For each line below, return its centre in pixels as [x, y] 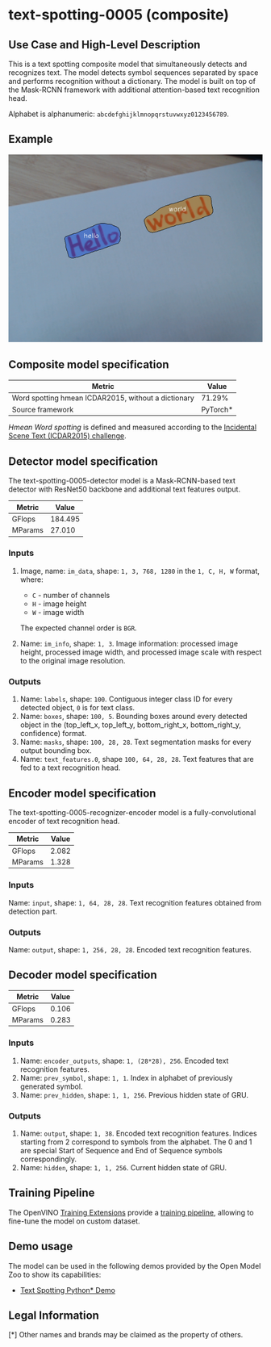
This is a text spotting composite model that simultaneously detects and [128, 64]
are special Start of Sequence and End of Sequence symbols [121, 1150]
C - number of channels [71, 595]
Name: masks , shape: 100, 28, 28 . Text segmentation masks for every [135, 742]
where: [31, 579]
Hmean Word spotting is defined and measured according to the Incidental [132, 427]
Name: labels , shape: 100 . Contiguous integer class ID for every [126, 699]
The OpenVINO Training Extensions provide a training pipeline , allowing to [131, 1212]
